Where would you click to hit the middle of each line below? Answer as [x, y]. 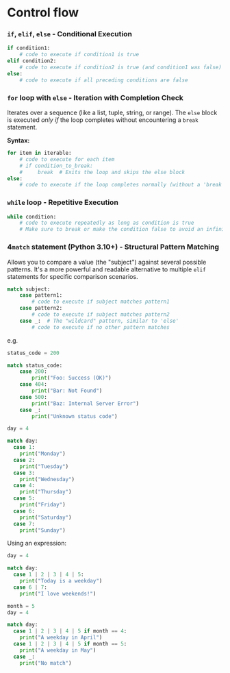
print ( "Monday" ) [43, 454]
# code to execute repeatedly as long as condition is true [107, 223]
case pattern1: [41, 295]
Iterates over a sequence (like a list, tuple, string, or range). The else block [112, 113]
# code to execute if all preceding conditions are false [104, 80]
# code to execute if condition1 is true [79, 55]
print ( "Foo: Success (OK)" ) [72, 378]
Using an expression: [37, 543]
